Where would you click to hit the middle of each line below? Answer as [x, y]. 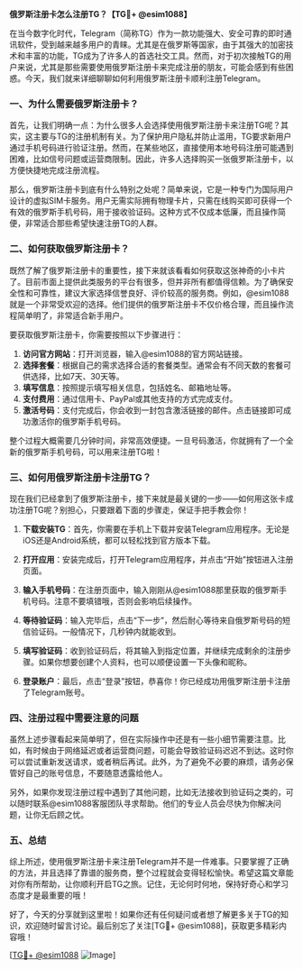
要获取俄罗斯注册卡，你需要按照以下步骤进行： [96, 334]
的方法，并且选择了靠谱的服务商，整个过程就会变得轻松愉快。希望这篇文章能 [151, 873]
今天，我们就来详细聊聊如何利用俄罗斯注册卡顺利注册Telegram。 [145, 78]
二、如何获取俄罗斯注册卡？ [69, 249]
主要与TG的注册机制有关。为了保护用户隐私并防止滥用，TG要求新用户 [162, 137]
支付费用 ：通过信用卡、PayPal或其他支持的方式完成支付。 [130, 398]
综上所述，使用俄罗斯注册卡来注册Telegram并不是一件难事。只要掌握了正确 [149, 862]
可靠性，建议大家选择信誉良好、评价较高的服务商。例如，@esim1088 [161, 293]
